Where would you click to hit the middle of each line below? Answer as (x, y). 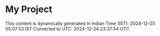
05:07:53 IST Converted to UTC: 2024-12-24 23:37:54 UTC (68, 28)
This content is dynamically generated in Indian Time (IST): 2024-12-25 (80, 23)
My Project (29, 9)
